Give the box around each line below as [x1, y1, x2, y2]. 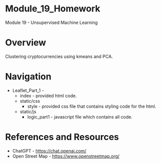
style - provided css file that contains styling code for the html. [27, 103, 157, 109]
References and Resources [5, 132, 119, 143]
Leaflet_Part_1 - [12, 87, 44, 93]
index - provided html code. [19, 93, 77, 99]
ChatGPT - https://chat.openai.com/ [12, 148, 87, 154]
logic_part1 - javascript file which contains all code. [27, 114, 133, 120]
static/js [19, 108, 36, 115]
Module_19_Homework [5, 3, 101, 14]
